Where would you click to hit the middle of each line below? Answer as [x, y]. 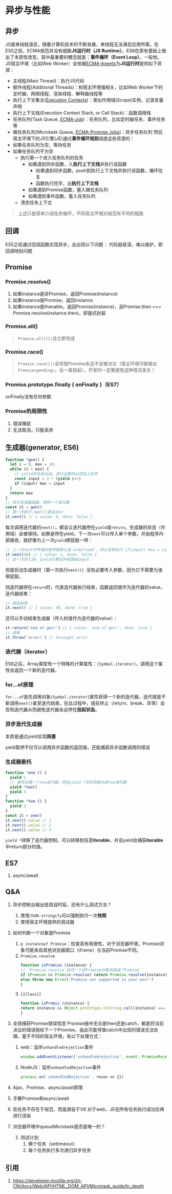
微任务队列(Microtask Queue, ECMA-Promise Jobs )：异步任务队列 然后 [88, 132]
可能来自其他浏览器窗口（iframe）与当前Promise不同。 [83, 950]
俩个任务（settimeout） [53, 1144]
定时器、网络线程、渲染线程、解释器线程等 [58, 94]
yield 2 [18, 806]
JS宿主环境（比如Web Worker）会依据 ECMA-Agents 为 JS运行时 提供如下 [81, 64]
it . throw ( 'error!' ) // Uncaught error [47, 637]
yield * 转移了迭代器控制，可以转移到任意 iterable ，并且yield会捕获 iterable [84, 840]
